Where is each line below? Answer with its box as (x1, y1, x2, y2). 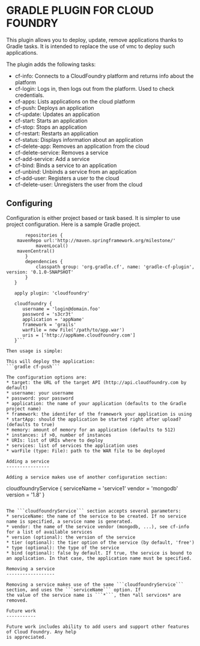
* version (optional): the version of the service (6, 534, 136, 540)
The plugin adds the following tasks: (6, 61, 96, 68)
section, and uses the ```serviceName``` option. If (6, 587, 141, 593)
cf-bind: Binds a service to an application (14, 162, 117, 169)
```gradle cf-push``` (6, 364, 61, 370)
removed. (6, 597, 28, 603)
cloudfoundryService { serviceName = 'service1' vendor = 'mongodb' (6, 484, 178, 492)
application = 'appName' (22, 316, 85, 322)
